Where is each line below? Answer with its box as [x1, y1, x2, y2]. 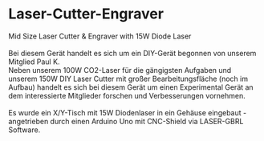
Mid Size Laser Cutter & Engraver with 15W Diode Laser [8, 31, 192, 41]
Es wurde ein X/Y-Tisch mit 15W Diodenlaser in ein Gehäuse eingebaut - [8, 107, 247, 117]
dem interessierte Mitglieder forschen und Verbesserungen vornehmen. [8, 91, 246, 100]
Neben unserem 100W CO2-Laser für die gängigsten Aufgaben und [8, 65, 232, 75]
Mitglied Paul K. [8, 57, 60, 66]
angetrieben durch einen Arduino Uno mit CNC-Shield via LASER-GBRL [8, 116, 244, 126]
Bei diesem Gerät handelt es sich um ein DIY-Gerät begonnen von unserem [8, 48, 257, 58]
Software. [8, 125, 41, 135]
